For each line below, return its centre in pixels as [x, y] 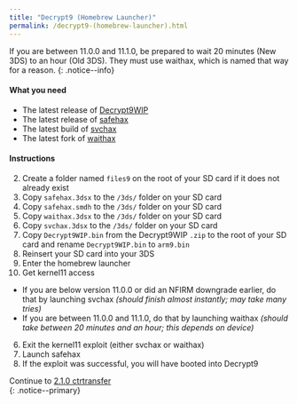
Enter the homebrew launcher [76, 263]
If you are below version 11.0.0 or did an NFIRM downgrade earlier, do [149, 289]
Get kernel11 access [58, 273]
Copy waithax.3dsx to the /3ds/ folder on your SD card [122, 216]
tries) [31, 308]
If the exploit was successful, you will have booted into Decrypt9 [140, 363]
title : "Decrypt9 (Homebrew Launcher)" [83, 17]
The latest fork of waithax [69, 138]
